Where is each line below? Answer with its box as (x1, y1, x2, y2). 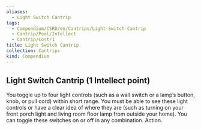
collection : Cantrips (6, 48, 61, 54)
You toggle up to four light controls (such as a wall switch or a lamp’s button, (6, 91, 195, 99)
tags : (6, 20, 20, 26)
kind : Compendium (6, 53, 50, 59)
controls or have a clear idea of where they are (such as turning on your (6, 104, 184, 111)
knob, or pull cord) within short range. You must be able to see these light (6, 98, 188, 105)
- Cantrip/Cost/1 (11, 37, 55, 43)
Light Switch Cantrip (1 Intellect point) (6, 75, 151, 86)
